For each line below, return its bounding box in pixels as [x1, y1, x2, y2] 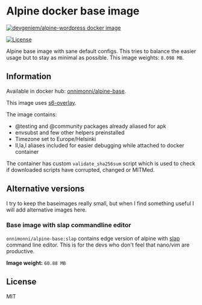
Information [6, 71, 52, 82]
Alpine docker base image [6, 4, 140, 18]
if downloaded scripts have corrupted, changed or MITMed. [6, 166, 155, 173]
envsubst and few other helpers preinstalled [14, 128, 125, 136]
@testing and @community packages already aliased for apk [14, 122, 166, 130]
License [6, 277, 37, 287]
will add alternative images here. [6, 206, 87, 213]
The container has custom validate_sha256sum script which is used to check [6, 160, 196, 167]
